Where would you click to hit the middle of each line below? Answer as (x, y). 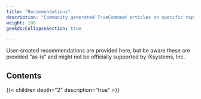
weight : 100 (21, 23)
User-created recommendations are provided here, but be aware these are (98, 51)
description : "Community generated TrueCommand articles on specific (95, 17)
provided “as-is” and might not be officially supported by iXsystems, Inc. (96, 57)
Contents (24, 75)
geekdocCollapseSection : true (44, 28)
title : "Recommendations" (38, 12)
